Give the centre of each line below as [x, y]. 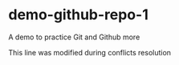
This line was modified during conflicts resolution [89, 52]
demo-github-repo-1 [78, 15]
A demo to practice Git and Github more [74, 37]
